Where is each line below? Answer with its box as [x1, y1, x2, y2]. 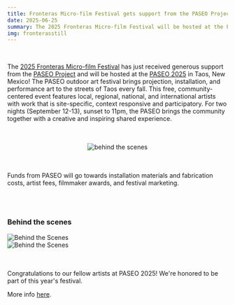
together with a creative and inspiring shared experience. [7, 115, 173, 123]
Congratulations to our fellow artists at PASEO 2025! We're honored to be [7, 269, 219, 277]
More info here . [7, 290, 52, 298]
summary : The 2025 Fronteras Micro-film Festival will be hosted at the [7, 23, 224, 30]
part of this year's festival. [7, 276, 83, 285]
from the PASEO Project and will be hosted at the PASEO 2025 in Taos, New [7, 70, 226, 78]
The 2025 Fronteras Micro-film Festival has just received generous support [7, 62, 224, 71]
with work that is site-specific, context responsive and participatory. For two [7, 99, 227, 108]
